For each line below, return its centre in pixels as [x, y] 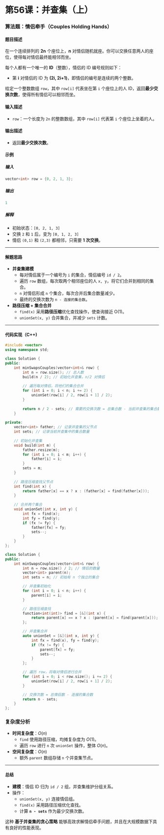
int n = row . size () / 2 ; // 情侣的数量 [61, 568]
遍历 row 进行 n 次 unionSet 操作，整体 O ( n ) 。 [65, 746]
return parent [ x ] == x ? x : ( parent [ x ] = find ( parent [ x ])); [95, 618]
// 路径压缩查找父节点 [34, 482]
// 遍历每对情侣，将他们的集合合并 [53, 386]
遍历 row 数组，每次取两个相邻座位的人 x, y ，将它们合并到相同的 [84, 281]
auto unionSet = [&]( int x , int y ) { [61, 636]
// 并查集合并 [35, 631]
